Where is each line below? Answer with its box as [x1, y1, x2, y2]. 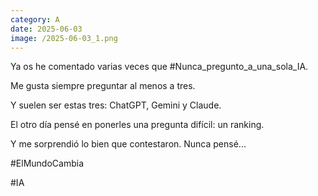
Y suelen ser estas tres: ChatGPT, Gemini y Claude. [10, 99, 222, 111]
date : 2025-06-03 [10, 24, 83, 34]
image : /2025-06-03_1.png [10, 33, 118, 43]
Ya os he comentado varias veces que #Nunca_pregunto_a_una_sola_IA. [10, 61, 309, 73]
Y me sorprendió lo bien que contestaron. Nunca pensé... [10, 138, 247, 150]
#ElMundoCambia [10, 157, 85, 170]
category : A [10, 14, 60, 25]
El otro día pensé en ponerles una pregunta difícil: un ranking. [10, 119, 265, 131]
